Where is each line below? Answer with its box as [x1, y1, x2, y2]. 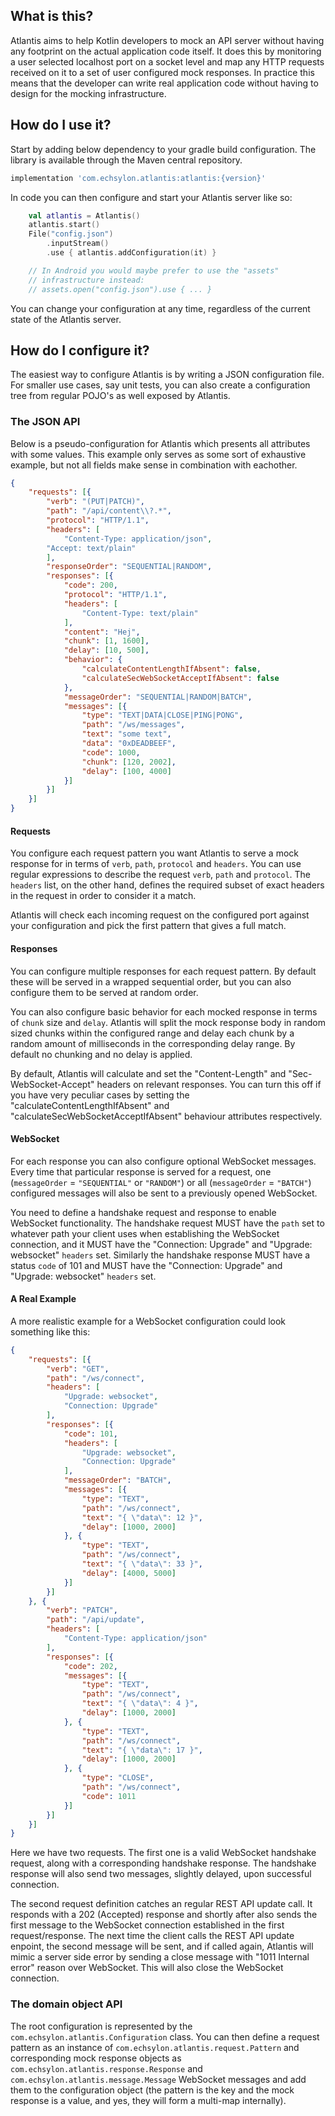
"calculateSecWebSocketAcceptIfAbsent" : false [81, 673, 280, 683]
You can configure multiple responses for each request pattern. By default [10, 965, 317, 977]
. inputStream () [46, 239, 110, 249]
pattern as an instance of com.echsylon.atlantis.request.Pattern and [10, 2041, 300, 2053]
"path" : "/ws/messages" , [81, 720, 186, 730]
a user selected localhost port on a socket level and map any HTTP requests [10, 55, 325, 68]
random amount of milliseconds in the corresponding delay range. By [10, 1037, 296, 1049]
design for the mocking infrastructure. [10, 87, 167, 99]
